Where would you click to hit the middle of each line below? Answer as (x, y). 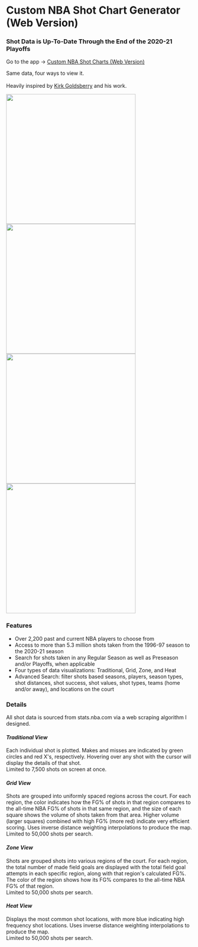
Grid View (19, 783)
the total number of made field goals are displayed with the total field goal (96, 867)
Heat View (19, 906)
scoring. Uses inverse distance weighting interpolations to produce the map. (99, 828)
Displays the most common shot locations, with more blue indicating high (95, 919)
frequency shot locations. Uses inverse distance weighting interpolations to (98, 925)
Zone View (20, 848)
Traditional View (27, 737)
